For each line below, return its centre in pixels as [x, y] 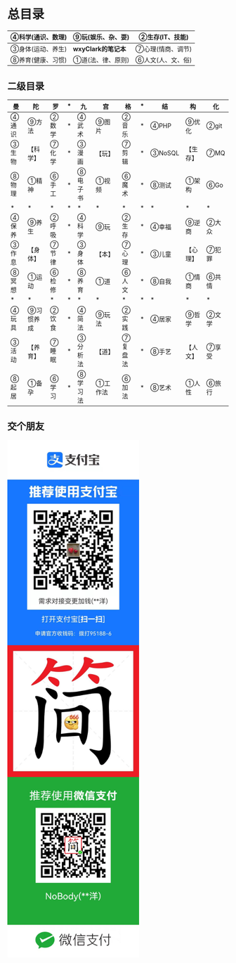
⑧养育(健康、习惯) [39, 60]
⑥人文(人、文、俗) [164, 60]
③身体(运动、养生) [39, 49]
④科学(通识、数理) [39, 37]
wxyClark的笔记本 [99, 49]
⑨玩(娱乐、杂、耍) [101, 37]
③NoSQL [165, 153]
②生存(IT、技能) [164, 37]
